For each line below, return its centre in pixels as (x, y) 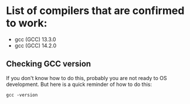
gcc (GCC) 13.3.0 (35, 39)
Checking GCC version (49, 64)
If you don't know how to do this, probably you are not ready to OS (86, 78)
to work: (27, 23)
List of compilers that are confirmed (95, 11)
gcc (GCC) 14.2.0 (35, 46)
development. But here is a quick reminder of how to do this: (79, 84)
